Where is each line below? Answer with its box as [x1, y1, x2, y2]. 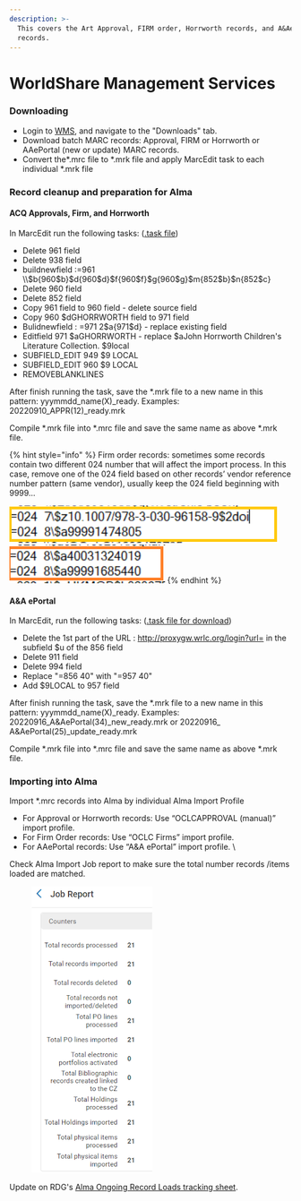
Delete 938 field [21, 254, 82, 265]
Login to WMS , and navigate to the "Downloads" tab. [21, 125, 218, 136]
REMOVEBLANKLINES [21, 368, 105, 380]
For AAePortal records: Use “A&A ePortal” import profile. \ [21, 842, 236, 853]
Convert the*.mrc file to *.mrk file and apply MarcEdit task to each [21, 153, 265, 165]
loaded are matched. [9, 869, 86, 879]
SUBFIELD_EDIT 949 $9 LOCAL [21, 349, 139, 360]
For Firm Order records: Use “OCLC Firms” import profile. [21, 832, 235, 843]
